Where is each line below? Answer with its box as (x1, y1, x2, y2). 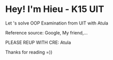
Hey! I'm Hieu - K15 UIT (5, 3, 104, 15)
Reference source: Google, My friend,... (5, 29, 88, 35)
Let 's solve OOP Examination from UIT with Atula (5, 20, 108, 26)
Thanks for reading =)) (5, 49, 53, 55)
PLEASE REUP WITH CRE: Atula (5, 39, 71, 45)
